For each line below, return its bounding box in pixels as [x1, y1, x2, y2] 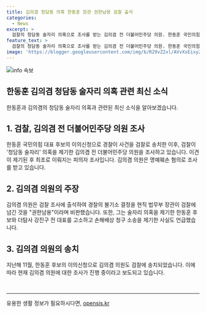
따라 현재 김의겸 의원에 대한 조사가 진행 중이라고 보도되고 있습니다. [6, 269, 165, 276]
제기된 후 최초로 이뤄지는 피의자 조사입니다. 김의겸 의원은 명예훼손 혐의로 [12, 156, 186, 163]
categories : [6, 15, 37, 21]
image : [6, 49, 23, 55]
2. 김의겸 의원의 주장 [6, 184, 80, 194]
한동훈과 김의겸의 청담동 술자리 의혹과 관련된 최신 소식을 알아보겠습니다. [6, 104, 178, 111]
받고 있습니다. [12, 164, 46, 171]
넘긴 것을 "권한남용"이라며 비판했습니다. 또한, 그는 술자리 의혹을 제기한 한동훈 [6, 209, 191, 216]
